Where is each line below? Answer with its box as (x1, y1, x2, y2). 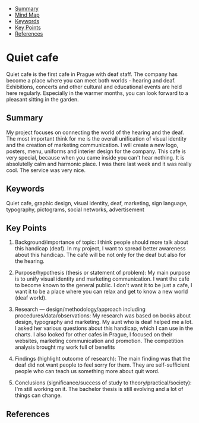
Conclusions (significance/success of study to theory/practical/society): (14, 379, 192, 386)
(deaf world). (14, 294, 47, 301)
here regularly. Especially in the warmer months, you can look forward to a (6, 89, 188, 97)
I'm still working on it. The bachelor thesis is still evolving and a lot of (14, 386, 184, 393)
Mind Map (14, 11, 40, 18)
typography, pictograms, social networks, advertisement (6, 206, 144, 213)
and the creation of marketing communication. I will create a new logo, (6, 141, 179, 148)
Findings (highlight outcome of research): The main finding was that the (14, 355, 191, 362)
